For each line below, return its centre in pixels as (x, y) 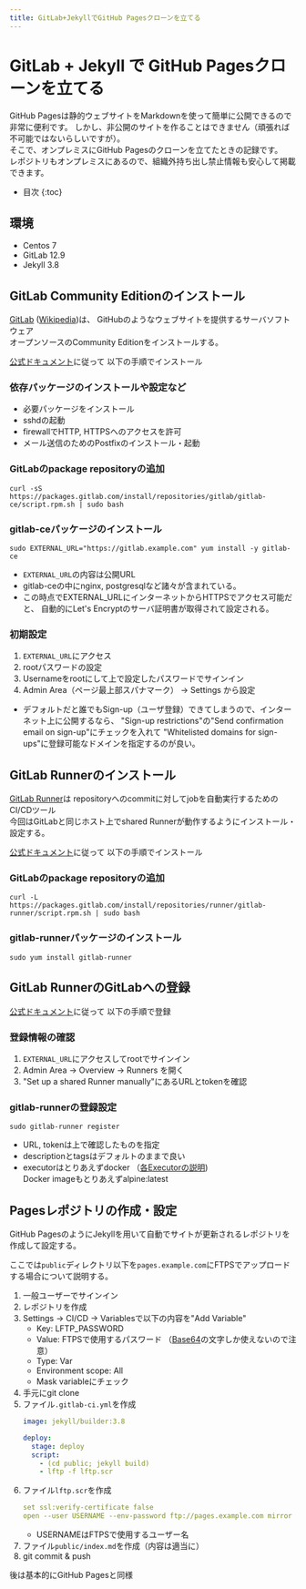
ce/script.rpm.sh (42, 504)
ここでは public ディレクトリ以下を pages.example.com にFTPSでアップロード (150, 1265)
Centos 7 (40, 246)
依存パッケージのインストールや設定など (98, 388)
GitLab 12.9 (44, 255)
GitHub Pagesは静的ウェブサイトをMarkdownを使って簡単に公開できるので (151, 116)
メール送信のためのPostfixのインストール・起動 (111, 443)
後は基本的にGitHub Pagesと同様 (71, 1575)
